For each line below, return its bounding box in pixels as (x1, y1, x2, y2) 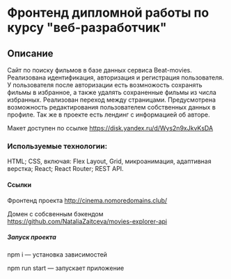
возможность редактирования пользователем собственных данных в (7, 103, 216, 111)
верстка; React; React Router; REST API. (7, 165, 124, 173)
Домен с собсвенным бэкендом (7, 209, 104, 218)
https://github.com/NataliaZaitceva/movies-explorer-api (7, 217, 168, 225)
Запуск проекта (7, 233, 57, 241)
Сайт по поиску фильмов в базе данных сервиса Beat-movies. (7, 66, 193, 74)
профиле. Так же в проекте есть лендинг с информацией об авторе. (7, 110, 210, 119)
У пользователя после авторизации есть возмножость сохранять (7, 81, 202, 89)
